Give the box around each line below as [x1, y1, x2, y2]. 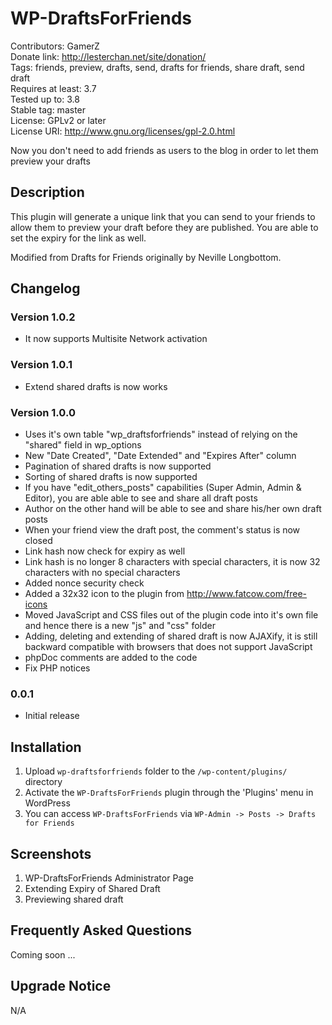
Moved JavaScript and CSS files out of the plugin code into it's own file [24, 609, 319, 621]
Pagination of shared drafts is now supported [24, 460, 212, 472]
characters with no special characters [24, 567, 181, 579]
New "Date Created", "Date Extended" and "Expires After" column [24, 450, 297, 462]
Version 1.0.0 [10, 405, 76, 419]
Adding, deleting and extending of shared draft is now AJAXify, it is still [24, 630, 318, 642]
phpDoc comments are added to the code [24, 652, 198, 664]
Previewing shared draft [24, 893, 124, 905]
